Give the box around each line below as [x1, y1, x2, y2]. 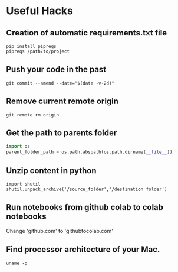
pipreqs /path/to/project [6, 48, 70, 54]
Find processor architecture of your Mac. [6, 244, 160, 255]
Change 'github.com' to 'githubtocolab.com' [6, 227, 114, 234]
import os [6, 144, 31, 150]
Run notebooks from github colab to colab [6, 202, 164, 212]
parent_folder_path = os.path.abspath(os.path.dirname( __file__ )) [6, 149, 173, 155]
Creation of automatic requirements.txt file [6, 28, 167, 38]
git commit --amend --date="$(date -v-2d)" [6, 80, 115, 86]
